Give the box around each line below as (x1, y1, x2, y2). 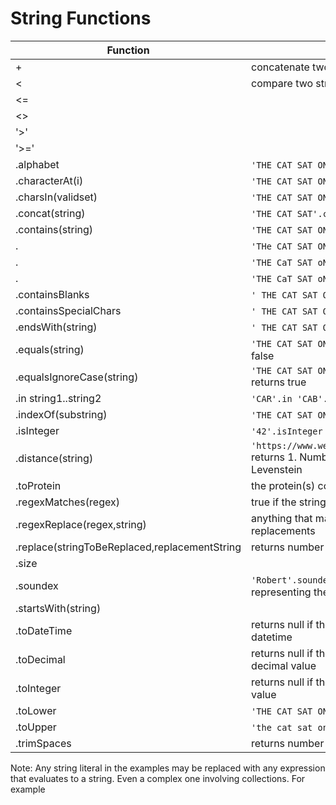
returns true (251, 375, 307, 389)
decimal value (251, 658, 317, 672)
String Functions (10, 7, 152, 30)
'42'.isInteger (251, 425, 323, 437)
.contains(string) (15, 222, 94, 236)
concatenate (251, 60, 310, 74)
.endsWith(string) (15, 320, 98, 334)
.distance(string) (15, 451, 94, 465)
